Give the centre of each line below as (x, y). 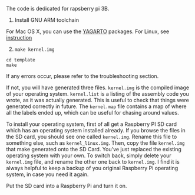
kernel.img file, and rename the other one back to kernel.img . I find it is (93, 162)
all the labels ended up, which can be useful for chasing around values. (92, 113)
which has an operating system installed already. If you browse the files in (96, 130)
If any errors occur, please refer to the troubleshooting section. (82, 76)
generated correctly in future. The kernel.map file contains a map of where (96, 106)
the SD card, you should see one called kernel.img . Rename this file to (92, 136)
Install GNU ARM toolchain (47, 20)
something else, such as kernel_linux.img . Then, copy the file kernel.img (95, 143)
